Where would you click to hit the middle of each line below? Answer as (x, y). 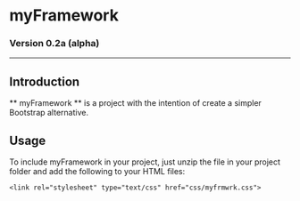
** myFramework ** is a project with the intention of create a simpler (135, 103)
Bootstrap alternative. (49, 113)
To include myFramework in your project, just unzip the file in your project (145, 162)
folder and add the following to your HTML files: (97, 172)
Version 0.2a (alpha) (54, 44)
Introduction (45, 81)
